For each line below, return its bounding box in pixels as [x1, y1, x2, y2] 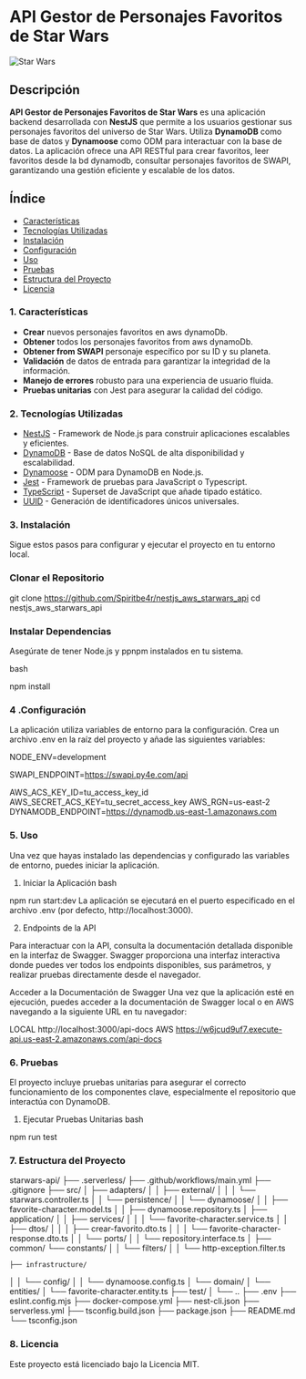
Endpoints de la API [22, 922, 97, 933]
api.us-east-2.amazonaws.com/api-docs [9, 1033, 162, 1045]
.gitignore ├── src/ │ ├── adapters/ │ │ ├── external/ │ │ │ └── [9, 1185, 257, 1196]
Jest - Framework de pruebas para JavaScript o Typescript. [22, 477, 248, 488]
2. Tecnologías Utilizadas [9, 407, 124, 420]
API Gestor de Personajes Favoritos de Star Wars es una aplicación [9, 107, 266, 118]
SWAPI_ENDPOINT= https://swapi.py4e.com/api [9, 769, 189, 780]
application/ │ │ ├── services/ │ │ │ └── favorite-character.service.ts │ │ [9, 1214, 289, 1225]
